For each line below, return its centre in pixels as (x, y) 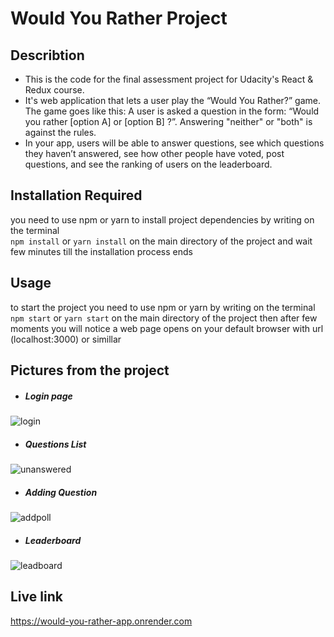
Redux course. (54, 90)
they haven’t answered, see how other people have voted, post (154, 153)
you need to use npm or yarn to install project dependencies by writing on (162, 219)
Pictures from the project (90, 370)
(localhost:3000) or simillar (66, 339)
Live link (36, 597)
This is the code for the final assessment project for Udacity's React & (169, 79)
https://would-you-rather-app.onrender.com (101, 621)
